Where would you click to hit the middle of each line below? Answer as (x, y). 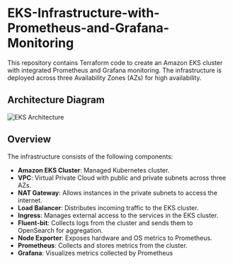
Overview (29, 139)
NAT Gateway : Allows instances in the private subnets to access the (118, 193)
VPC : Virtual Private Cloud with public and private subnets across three (122, 178)
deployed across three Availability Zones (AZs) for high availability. (104, 78)
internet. (30, 200)
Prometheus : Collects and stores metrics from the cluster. (102, 245)
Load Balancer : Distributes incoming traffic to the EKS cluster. (108, 207)
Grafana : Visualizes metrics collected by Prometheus (95, 253)
